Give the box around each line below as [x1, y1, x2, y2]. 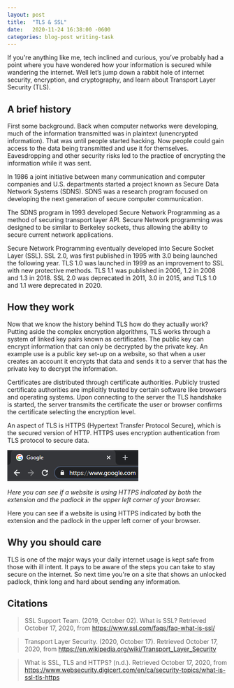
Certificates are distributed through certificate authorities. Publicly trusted [7, 378, 220, 386]
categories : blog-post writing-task [7, 34, 114, 41]
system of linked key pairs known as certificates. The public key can [7, 335, 204, 343]
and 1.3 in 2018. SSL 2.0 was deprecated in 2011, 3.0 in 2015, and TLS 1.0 [7, 274, 217, 282]
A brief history [7, 103, 72, 115]
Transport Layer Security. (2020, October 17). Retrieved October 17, [24, 637, 219, 645]
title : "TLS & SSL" [7, 18, 68, 26]
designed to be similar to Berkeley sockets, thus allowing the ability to [7, 224, 208, 232]
